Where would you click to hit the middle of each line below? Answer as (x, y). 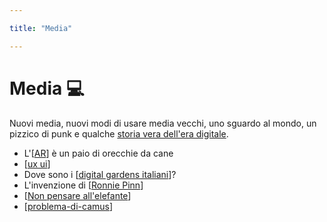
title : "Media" (41, 28)
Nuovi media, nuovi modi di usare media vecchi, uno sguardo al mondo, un (163, 123)
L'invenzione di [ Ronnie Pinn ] (83, 185)
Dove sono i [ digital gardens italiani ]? (100, 174)
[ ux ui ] (37, 163)
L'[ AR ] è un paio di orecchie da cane (98, 153)
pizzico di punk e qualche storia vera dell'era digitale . (119, 133)
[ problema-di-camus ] (68, 206)
